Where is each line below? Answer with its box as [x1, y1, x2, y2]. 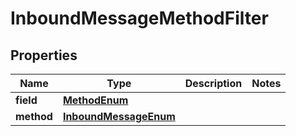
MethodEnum [62, 93, 129, 107]
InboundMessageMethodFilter [10, 7, 269, 30]
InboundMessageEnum [62, 110, 176, 123]
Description [184, 77, 243, 90]
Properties [10, 47, 78, 64]
